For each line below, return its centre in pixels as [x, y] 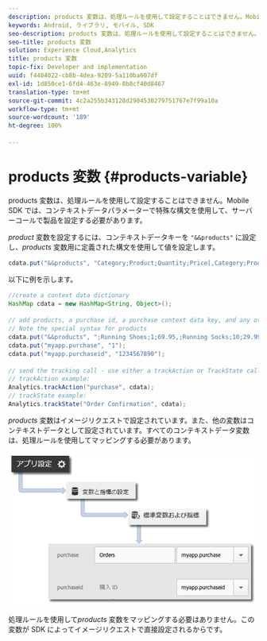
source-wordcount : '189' [49, 118]
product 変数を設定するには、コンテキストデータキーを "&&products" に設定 [132, 237]
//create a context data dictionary [69, 295]
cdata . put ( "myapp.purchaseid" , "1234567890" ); [87, 353]
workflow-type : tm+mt [44, 109]
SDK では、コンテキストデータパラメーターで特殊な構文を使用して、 [120, 210]
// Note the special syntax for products [78, 329]
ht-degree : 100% [35, 126]
